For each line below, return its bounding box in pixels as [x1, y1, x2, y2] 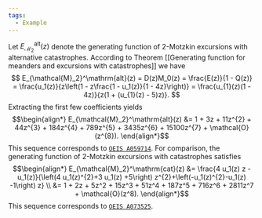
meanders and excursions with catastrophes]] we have [8, 61, 186, 71]
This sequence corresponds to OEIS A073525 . [8, 202, 154, 211]
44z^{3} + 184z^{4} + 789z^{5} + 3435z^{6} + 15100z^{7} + [14, 123, 209, 133]
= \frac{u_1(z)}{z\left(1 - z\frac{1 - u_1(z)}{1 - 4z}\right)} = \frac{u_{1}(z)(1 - [13, 82, 251, 91]
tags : [8, 11, 26, 20]
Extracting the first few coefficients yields [8, 103, 143, 112]
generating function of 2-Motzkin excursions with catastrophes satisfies [8, 152, 242, 162]
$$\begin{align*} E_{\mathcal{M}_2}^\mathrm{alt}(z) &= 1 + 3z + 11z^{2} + [11, 114, 253, 124]
